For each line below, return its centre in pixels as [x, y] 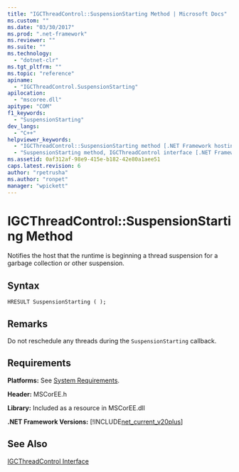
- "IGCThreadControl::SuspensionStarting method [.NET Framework [113, 146]
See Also [27, 444]
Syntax [23, 285]
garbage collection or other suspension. [66, 263]
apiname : [20, 80]
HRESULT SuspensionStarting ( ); [57, 302]
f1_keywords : [27, 113]
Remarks [28, 324]
